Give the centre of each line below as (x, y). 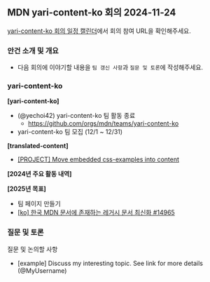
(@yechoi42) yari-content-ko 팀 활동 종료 (76, 116)
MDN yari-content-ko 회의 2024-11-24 (92, 13)
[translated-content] (38, 146)
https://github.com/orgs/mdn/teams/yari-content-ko (103, 123)
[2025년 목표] (27, 189)
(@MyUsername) (42, 270)
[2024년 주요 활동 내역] (40, 174)
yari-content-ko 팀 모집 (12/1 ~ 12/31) (70, 132)
